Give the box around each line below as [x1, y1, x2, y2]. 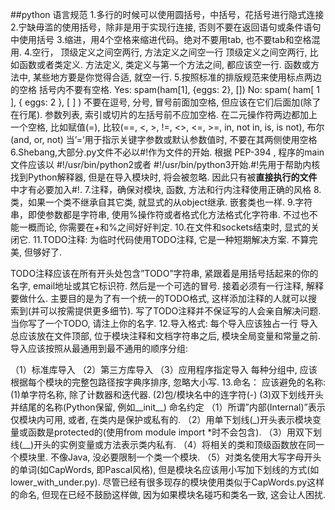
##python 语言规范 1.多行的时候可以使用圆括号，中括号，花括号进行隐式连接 [10, 9, 325, 20]
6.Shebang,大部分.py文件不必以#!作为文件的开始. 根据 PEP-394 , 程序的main [10, 146, 325, 158]
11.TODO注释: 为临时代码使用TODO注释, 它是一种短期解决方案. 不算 [32, 234, 310, 245]
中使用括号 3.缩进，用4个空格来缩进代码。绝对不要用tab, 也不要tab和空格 [10, 34, 312, 45]
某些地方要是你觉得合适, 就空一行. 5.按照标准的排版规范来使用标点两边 [32, 71, 322, 83]
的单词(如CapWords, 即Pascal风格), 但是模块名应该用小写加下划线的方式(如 [10, 464, 320, 475]
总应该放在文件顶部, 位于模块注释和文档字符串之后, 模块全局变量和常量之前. [10, 330, 321, 342]
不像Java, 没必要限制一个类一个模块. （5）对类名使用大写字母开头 [49, 451, 322, 463]
